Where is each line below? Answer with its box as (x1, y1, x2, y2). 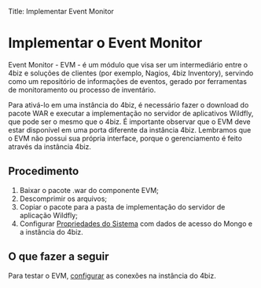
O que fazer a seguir (8, 250, 109, 264)
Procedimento (8, 165, 79, 178)
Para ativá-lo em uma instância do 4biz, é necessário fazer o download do (8, 100, 249, 109)
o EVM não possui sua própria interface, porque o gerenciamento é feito (8, 133, 242, 143)
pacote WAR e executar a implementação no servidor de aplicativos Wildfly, (8, 108, 254, 118)
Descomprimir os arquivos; (19, 194, 108, 203)
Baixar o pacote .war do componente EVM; (19, 185, 160, 195)
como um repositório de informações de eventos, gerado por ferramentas (8, 76, 248, 86)
